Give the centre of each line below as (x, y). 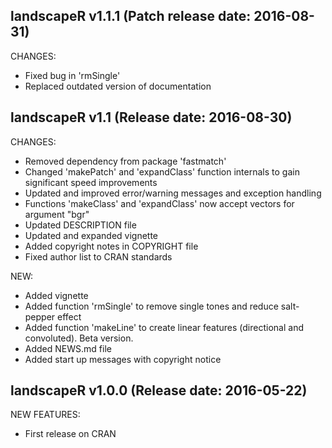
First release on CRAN (70, 434)
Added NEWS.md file (68, 348)
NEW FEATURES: (45, 415)
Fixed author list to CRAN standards (98, 256)
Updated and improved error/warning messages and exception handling (173, 193)
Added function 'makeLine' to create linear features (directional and (164, 327)
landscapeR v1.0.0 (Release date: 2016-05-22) (159, 390)
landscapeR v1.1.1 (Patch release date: (131, 16)
